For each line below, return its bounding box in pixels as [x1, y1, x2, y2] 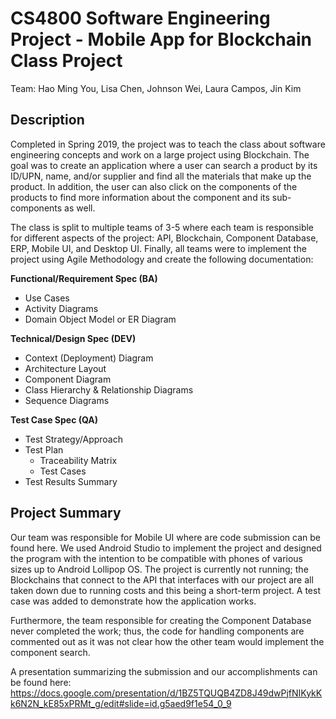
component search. [10, 646, 91, 658]
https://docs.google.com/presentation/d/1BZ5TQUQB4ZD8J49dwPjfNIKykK [10, 687, 323, 699]
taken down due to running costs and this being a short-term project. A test [10, 584, 321, 596]
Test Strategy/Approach [24, 433, 123, 445]
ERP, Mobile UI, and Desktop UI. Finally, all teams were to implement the [10, 242, 307, 254]
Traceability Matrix [39, 454, 118, 466]
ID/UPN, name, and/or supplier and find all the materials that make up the [10, 170, 312, 182]
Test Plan [24, 443, 64, 456]
